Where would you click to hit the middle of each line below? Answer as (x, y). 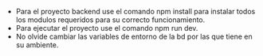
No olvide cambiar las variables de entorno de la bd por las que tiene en (134, 36)
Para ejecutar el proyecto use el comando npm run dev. (107, 28)
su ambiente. (37, 45)
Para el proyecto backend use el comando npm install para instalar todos (135, 11)
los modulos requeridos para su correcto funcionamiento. (110, 20)
